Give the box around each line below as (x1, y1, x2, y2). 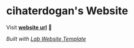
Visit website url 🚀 (6, 24, 52, 31)
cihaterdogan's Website (6, 4, 129, 18)
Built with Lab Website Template (6, 35, 86, 42)
